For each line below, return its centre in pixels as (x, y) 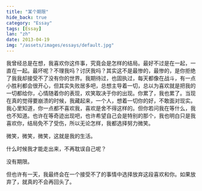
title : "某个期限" (28, 12)
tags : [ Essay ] (24, 29)
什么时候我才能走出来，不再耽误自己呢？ (56, 148)
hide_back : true (26, 17)
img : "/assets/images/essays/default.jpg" (60, 46)
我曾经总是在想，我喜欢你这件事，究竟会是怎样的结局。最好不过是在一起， (98, 63)
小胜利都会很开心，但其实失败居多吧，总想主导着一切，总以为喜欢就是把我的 (101, 85)
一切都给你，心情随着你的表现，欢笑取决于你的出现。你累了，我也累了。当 (98, 93)
